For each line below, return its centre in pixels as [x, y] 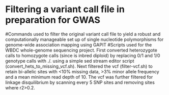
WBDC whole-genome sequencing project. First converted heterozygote [81, 50]
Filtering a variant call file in [65, 9]
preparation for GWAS [53, 20]
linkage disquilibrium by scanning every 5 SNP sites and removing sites [80, 82]
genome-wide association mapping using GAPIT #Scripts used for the [79, 44]
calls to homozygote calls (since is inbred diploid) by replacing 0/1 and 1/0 [83, 55]
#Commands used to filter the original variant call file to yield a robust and [83, 34]
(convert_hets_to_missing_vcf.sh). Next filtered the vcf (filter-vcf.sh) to [79, 66]
